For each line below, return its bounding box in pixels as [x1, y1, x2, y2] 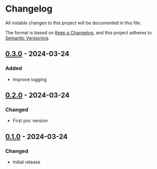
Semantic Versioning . [5, 35, 50, 41]
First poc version [12, 117, 48, 124]
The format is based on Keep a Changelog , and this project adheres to [5, 29, 152, 35]
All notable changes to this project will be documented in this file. [5, 20, 142, 26]
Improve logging [12, 76, 47, 82]
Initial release [12, 159, 41, 165]
